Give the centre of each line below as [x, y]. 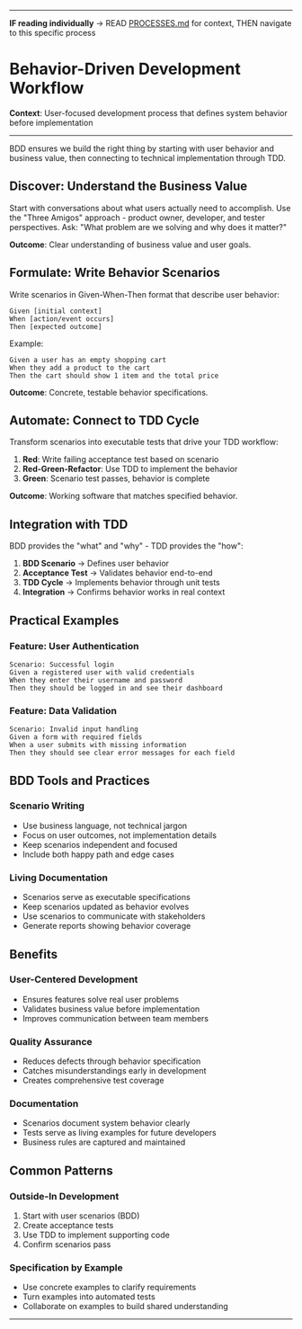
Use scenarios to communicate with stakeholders [114, 916]
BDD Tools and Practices [80, 780]
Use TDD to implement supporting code [96, 1235]
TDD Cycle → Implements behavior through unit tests [121, 583]
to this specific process [53, 33]
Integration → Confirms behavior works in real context [124, 592]
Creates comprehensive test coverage [93, 1081]
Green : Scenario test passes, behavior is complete [116, 478]
